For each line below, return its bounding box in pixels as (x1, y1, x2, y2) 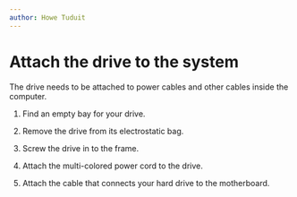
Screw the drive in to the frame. (21, 142, 140, 153)
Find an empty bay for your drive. (21, 108, 146, 119)
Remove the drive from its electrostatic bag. (21, 125, 184, 136)
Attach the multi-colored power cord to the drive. (21, 160, 204, 171)
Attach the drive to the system (9, 51, 239, 72)
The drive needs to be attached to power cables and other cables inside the (9, 81, 289, 92)
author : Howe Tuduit (9, 13, 87, 22)
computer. (9, 90, 47, 101)
